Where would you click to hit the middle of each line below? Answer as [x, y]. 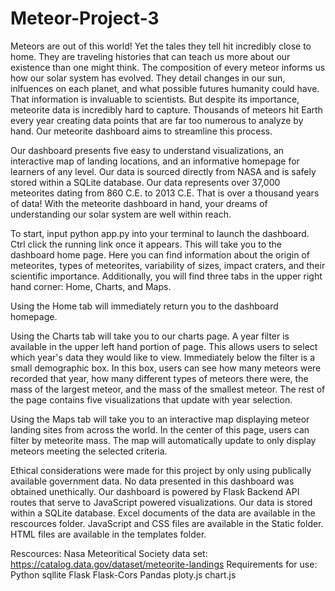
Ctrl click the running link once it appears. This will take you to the [146, 244]
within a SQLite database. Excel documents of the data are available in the [163, 513]
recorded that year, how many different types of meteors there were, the [159, 378]
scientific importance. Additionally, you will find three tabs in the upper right [166, 276]
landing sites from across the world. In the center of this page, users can [160, 429]
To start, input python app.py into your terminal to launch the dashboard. [160, 233]
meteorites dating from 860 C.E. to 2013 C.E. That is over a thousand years [165, 193]
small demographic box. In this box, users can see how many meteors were [166, 368]
